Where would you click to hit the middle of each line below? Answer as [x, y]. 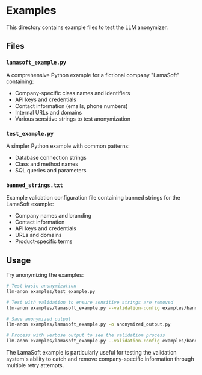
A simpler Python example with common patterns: [68, 146]
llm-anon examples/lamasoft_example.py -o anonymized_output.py [88, 324]
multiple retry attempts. [35, 365]
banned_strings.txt [35, 185]
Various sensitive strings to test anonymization [73, 119]
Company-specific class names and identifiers [72, 93]
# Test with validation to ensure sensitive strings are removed [90, 302]
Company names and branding [53, 216]
